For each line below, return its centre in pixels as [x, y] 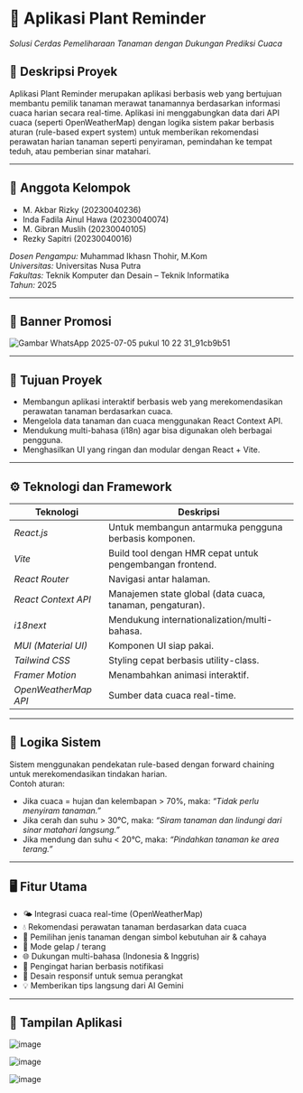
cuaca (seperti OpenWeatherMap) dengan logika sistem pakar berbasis [142, 122]
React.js [31, 533]
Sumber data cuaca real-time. [172, 695]
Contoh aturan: [37, 783]
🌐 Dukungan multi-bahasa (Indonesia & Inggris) [111, 956]
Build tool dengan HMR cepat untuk [183, 553]
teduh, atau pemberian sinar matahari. [80, 151]
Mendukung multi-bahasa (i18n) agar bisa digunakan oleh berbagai [147, 431]
